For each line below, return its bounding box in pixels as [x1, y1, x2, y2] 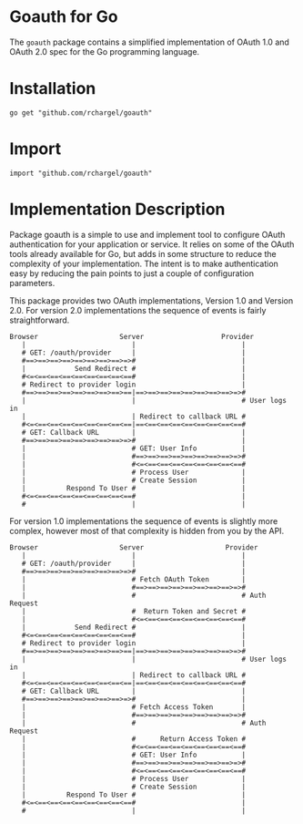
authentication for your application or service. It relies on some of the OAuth [9, 239, 295, 250]
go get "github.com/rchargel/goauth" [9, 108, 153, 118]
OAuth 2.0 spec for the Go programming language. [9, 46, 200, 57]
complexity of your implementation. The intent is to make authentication [9, 258, 279, 269]
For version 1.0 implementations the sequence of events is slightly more [9, 515, 278, 526]
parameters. [9, 277, 56, 288]
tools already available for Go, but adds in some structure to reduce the [9, 248, 277, 259]
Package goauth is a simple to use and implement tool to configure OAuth [9, 229, 286, 240]
